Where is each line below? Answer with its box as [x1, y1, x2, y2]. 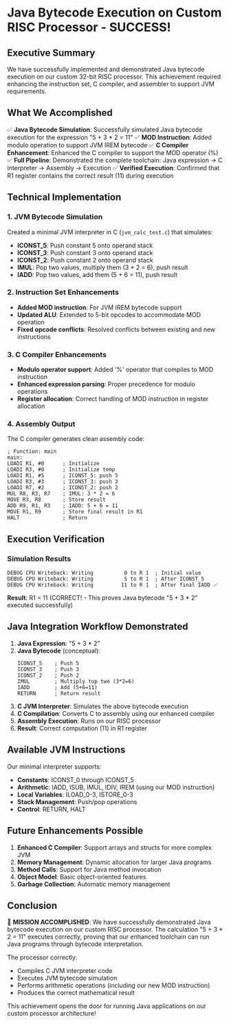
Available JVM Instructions [7, 744, 126, 756]
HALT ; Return [7, 515, 88, 522]
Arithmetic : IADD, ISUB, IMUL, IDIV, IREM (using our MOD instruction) [17, 783, 215, 791]
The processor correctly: [7, 953, 78, 962]
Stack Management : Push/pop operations [17, 797, 138, 806]
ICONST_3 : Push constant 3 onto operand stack [17, 248, 153, 256]
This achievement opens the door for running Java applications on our [7, 1002, 206, 1010]
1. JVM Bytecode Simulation [7, 212, 103, 222]
